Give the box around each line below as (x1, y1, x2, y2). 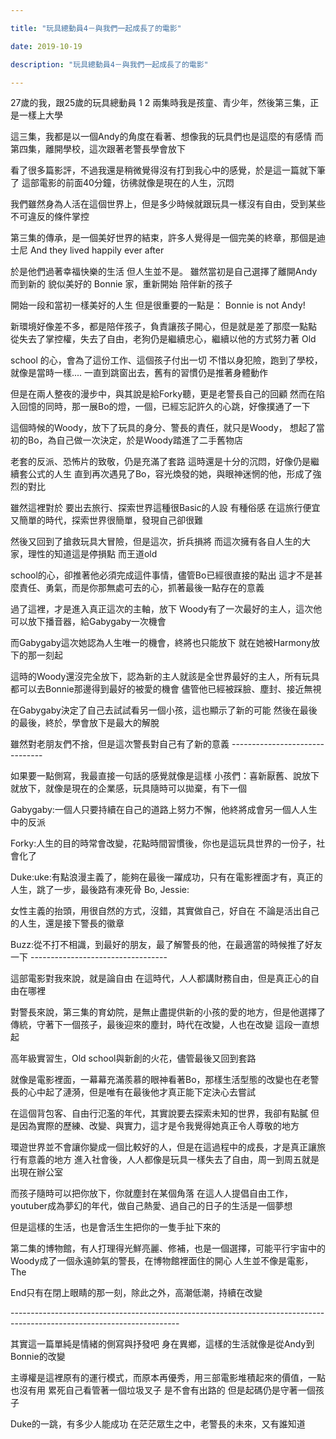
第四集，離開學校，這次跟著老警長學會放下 (10, 143, 186, 155)
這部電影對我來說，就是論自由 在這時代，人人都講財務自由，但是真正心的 (10, 972, 311, 985)
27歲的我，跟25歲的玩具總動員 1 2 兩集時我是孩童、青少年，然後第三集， (10, 97, 311, 109)
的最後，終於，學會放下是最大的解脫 (10, 717, 160, 729)
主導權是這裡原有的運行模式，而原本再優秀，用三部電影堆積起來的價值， (10, 1372, 308, 1384)
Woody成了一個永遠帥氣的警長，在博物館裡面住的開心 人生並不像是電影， (10, 1255, 314, 1267)
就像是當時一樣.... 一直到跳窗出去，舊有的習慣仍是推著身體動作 (10, 367, 269, 379)
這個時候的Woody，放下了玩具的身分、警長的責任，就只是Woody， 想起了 (10, 422, 317, 434)
